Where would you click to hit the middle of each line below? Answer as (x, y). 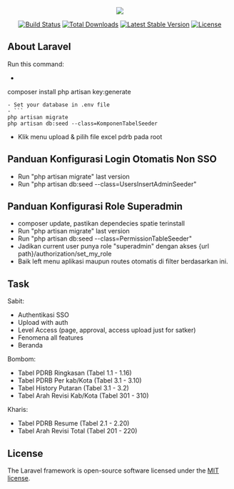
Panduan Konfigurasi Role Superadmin (95, 207)
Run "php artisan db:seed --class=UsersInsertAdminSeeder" (107, 184)
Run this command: (36, 64)
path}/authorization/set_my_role (65, 254)
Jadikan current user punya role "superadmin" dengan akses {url (113, 246)
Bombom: (22, 359)
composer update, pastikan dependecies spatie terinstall (101, 223)
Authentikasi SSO (43, 315)
